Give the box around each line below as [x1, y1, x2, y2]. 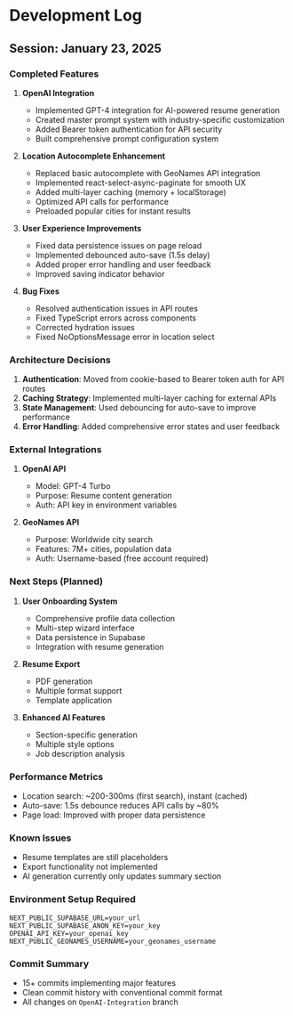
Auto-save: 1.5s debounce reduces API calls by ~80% [21, 801, 219, 811]
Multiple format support [35, 685, 123, 695]
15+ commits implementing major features [21, 977, 176, 988]
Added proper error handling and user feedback [35, 259, 211, 270]
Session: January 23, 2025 [9, 41, 162, 56]
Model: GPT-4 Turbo [35, 481, 111, 492]
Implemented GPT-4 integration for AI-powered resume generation [35, 104, 281, 116]
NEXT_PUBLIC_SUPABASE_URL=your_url [9, 914, 141, 923]
